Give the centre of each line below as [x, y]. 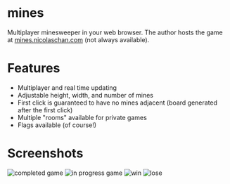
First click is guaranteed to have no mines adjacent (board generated [117, 103]
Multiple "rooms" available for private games [82, 117]
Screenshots [45, 153]
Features [34, 68]
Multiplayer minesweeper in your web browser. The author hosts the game [115, 32]
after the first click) [45, 110]
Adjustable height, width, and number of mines [85, 95]
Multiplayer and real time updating [67, 87]
